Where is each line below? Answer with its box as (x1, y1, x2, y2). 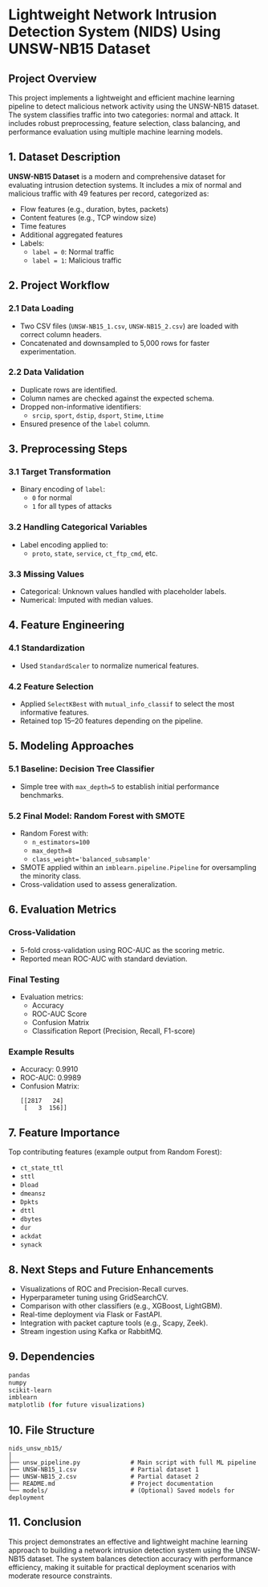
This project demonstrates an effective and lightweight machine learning (8, 1536, 249, 1546)
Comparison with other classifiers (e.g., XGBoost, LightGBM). (19, 1300, 223, 1310)
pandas (8, 1371, 30, 1379)
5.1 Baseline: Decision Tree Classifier (8, 763, 155, 775)
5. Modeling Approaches (8, 739, 134, 753)
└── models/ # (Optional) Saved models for (8, 1487, 235, 1495)
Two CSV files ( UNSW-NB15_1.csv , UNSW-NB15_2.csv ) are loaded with (19, 321, 239, 331)
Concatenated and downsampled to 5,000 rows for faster (19, 338, 210, 348)
